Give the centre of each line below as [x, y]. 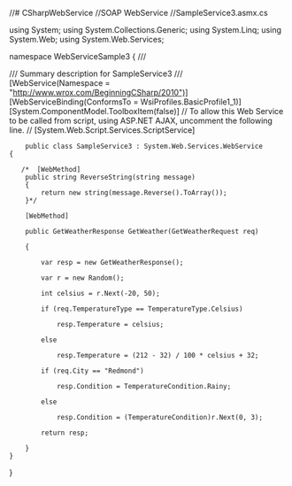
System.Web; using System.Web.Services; [87, 39]
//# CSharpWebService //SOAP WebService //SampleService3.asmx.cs [138, 13]
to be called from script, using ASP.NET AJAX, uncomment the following [141, 120]
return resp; [65, 433]
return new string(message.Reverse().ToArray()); [134, 193]
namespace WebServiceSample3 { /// [78, 56]
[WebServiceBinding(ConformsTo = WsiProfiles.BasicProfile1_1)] [125, 102]
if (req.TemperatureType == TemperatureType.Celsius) [142, 309]
